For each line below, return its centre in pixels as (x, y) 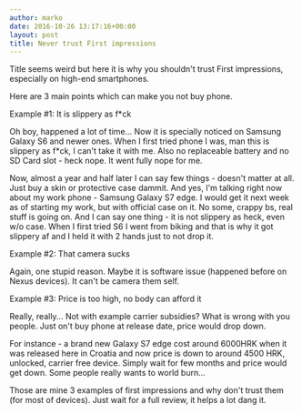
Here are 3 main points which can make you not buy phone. (121, 96)
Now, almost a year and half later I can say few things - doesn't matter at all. (152, 178)
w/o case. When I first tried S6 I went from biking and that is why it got (141, 227)
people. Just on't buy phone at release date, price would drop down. (138, 326)
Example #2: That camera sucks (70, 254)
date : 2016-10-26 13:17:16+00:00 (73, 26)
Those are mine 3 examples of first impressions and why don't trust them (146, 390)
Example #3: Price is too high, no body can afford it (106, 299)
